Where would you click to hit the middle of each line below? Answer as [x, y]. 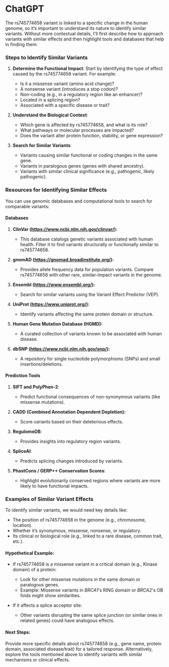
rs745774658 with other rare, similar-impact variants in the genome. [91, 274]
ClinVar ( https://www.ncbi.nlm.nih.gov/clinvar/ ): [65, 229]
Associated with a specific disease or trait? [65, 105]
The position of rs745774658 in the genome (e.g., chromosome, [79, 520]
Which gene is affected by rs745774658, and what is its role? [84, 125]
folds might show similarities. [50, 596]
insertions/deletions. [41, 364]
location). [23, 525]
